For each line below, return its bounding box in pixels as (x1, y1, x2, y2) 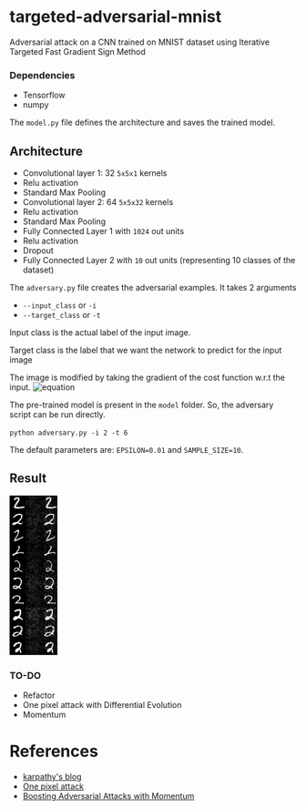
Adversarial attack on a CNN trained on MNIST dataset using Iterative (9, 36, 270, 47)
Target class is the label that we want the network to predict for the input (9, 344, 282, 356)
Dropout (22, 245, 55, 256)
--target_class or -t (22, 310, 101, 321)
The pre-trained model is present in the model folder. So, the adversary (9, 399, 274, 411)
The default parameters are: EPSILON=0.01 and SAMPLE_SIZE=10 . (9, 445, 244, 456)
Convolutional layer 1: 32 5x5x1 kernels (22, 168, 168, 179)
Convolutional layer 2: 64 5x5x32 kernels (22, 197, 174, 208)
